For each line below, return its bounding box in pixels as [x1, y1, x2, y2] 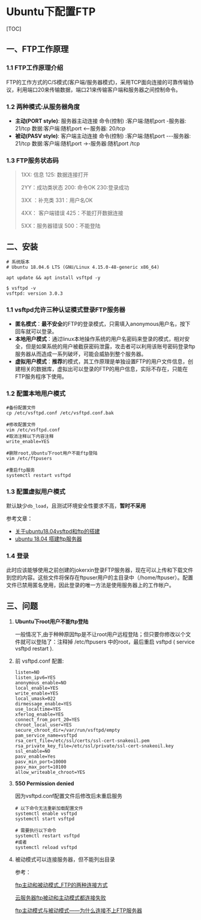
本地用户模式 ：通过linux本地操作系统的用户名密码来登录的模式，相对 [14, 336, 185, 343]
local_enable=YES [14, 685, 59, 692]
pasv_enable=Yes [14, 753, 56, 760]
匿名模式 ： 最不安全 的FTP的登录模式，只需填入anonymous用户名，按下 [14, 320, 191, 328]
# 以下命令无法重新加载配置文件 [14, 806, 83, 812]
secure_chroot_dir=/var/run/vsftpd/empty [14, 728, 120, 734]
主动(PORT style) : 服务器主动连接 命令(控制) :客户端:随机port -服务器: [14, 117, 187, 124]
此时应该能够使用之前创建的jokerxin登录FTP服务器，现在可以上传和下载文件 [6, 566, 194, 574]
